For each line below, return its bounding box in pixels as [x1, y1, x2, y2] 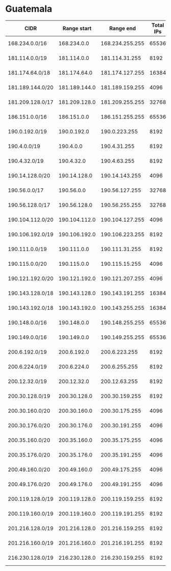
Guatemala [5, 3, 52, 15]
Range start [63, 25, 92, 32]
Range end [109, 25, 136, 32]
